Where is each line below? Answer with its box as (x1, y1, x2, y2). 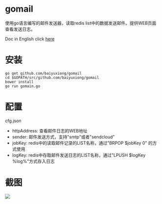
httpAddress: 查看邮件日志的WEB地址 (12, 128, 88, 133)
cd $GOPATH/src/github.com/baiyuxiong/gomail (5, 75, 99, 80)
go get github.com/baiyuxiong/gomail (5, 71, 82, 76)
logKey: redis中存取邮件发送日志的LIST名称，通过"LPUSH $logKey (12, 152, 146, 158)
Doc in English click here (5, 36, 55, 42)
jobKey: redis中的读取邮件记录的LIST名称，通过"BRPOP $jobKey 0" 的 (12, 140, 153, 146)
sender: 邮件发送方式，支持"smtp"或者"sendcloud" (12, 134, 115, 140)
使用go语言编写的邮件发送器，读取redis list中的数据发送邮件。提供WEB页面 (5, 20, 157, 26)
